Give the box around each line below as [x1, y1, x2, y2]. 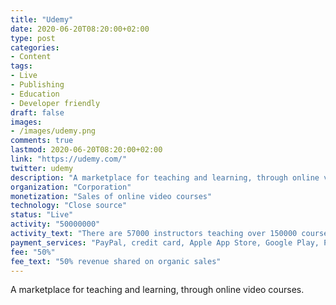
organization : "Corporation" [10, 182, 132, 192]
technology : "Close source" [10, 201, 128, 211]
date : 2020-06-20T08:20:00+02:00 [10, 24, 150, 34]
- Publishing [10, 80, 65, 90]
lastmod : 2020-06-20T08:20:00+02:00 [10, 145, 163, 155]
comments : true [10, 136, 74, 146]
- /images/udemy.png [10, 126, 97, 136]
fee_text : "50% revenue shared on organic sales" [10, 256, 222, 266]
